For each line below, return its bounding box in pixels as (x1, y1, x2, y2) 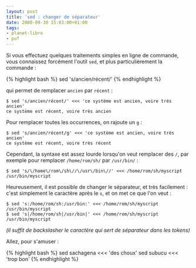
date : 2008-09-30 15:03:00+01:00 (6, 19, 88, 25)
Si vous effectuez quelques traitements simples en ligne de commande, (6, 52, 179, 59)
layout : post (6, 8, 38, 15)
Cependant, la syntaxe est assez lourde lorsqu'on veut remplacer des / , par (6, 150, 189, 157)
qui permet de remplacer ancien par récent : (6, 87, 113, 94)
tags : (6, 25, 19, 31)
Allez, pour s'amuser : (6, 238, 59, 245)
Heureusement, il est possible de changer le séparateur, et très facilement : (6, 184, 188, 190)
